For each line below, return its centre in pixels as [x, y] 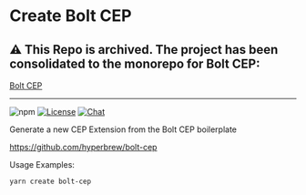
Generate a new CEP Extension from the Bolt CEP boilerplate [123, 129]
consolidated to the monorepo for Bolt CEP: [135, 63]
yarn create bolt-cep [51, 181]
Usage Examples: [42, 164]
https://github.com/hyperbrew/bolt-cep [83, 147]
